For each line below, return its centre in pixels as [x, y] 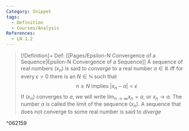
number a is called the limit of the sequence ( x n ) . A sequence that [101, 105]
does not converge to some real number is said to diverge [91, 112]
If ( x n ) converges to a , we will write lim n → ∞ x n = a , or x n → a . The [101, 97]
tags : [13, 17]
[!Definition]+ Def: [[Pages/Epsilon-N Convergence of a [88, 56]
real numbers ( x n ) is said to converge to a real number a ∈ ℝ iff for [102, 69]
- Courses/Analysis [35, 28]
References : [21, 33]
